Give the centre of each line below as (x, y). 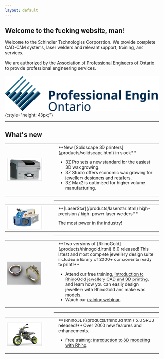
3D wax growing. (82, 167)
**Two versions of (77, 243)
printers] (114, 147)
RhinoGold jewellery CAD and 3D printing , (107, 279)
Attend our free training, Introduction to (104, 274)
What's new (24, 135)
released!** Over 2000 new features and (100, 326)
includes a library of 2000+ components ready (105, 259)
